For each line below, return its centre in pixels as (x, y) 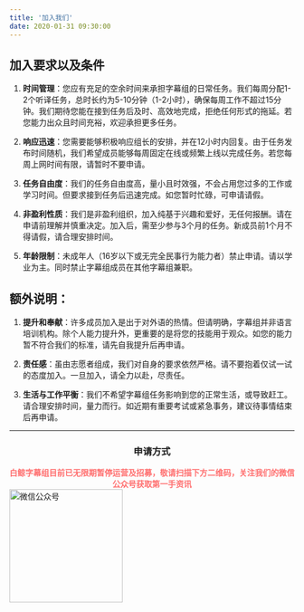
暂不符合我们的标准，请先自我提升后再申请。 (106, 345)
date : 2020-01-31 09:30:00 (60, 26)
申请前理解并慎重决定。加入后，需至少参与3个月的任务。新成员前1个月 (153, 225)
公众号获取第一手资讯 (152, 484)
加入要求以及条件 (57, 65)
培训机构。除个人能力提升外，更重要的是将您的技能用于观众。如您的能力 (157, 334)
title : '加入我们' (42, 18)
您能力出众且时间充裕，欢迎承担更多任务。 (102, 122)
